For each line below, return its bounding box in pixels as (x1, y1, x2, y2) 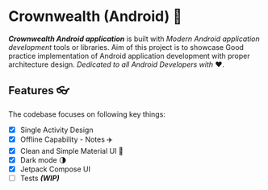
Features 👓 (8, 84, 70, 97)
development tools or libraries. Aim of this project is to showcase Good (8, 42, 245, 52)
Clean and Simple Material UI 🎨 (19, 146, 124, 155)
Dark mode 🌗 (19, 155, 67, 164)
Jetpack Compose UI (19, 164, 91, 174)
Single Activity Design (19, 125, 94, 134)
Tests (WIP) (19, 173, 61, 183)
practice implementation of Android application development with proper (8, 51, 250, 60)
